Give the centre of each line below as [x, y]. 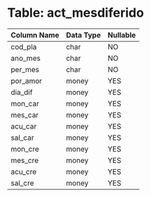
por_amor [27, 80]
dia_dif [22, 92]
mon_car [25, 103]
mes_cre [25, 160]
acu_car [24, 126]
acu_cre [24, 171]
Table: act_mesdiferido [76, 13]
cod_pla [24, 47]
